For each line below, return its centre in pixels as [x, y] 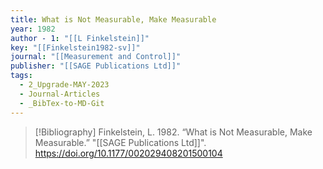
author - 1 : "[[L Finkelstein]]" [80, 38]
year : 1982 [33, 29]
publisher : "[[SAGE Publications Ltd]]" [96, 66]
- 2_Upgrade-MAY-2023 [64, 85]
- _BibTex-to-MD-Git [62, 103]
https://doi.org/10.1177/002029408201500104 [128, 153]
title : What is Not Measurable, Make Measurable [113, 19]
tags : [21, 76]
